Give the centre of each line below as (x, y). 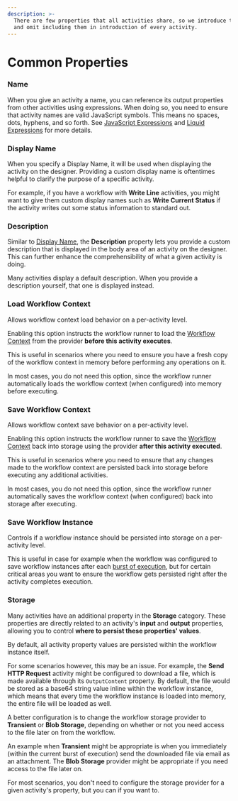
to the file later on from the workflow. (61, 732)
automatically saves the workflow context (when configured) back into (110, 496)
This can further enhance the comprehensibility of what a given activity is (115, 257)
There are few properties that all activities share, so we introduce (120, 21)
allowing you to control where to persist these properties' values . (104, 631)
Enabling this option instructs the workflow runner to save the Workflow (112, 439)
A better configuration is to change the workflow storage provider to (107, 717)
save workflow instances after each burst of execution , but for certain (109, 567)
